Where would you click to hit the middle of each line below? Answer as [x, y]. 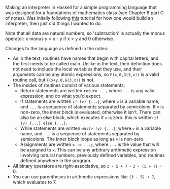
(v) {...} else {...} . [44, 123]
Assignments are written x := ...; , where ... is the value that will [90, 144]
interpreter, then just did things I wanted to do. [54, 23]
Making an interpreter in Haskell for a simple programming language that [81, 7]
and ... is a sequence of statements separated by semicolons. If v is [92, 107]
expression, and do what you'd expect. [61, 96]
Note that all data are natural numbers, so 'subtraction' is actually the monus [85, 33]
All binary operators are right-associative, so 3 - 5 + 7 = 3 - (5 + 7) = [87, 166]
